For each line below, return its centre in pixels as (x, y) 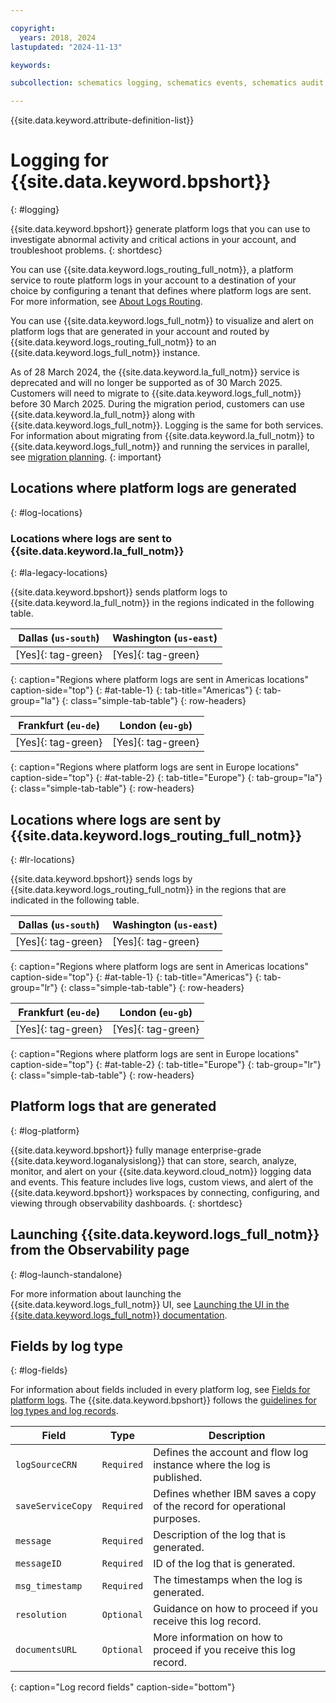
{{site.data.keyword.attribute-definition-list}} (102, 120)
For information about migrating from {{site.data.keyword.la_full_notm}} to (162, 436)
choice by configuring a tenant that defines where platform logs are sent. (161, 291)
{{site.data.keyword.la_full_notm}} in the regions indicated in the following (162, 603)
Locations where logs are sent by (116, 819)
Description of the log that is (220, 1535)
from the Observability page (100, 1250)
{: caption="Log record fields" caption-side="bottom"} (123, 1687)
